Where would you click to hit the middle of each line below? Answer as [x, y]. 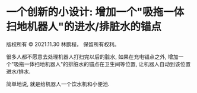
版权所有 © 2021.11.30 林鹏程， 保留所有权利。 [63, 44]
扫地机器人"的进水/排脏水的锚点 [84, 27]
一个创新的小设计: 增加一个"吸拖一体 [95, 12]
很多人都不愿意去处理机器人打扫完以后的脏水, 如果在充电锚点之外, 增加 [92, 57]
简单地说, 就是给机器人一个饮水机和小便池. [58, 84]
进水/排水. [18, 71]
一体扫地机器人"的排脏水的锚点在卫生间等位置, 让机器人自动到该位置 [107, 64]
